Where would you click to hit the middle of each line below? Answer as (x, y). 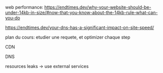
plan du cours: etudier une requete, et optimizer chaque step (68, 37)
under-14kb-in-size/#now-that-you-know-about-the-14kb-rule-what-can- (81, 12)
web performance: (24, 7)
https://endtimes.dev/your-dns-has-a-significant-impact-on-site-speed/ (79, 27)
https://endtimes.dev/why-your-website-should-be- (98, 7)
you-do (13, 18)
